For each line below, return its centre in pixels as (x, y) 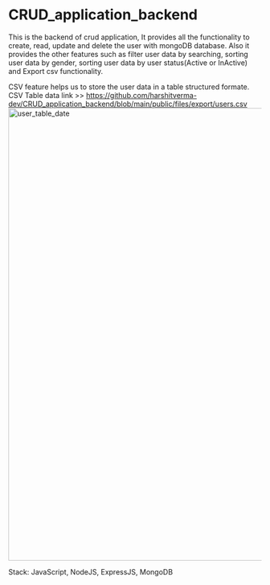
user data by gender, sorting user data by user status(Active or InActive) (128, 63)
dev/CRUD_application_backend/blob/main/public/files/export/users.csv (128, 104)
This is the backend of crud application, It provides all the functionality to (129, 37)
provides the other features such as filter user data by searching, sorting (129, 54)
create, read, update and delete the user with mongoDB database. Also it (129, 45)
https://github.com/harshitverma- (141, 95)
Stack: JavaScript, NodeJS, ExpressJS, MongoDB (91, 571)
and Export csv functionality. (56, 71)
